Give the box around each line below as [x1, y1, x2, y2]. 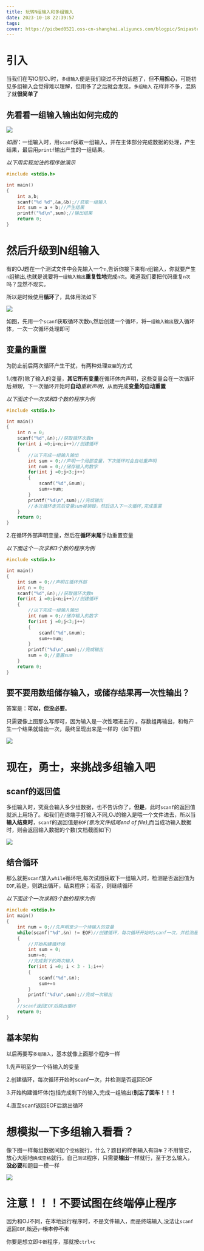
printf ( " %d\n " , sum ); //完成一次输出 [28, 992, 113, 998]
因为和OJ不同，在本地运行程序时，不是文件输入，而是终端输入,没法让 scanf [6, 1218, 194, 1225]
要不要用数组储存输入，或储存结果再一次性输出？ [6, 687, 190, 698]
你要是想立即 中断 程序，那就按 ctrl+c [6, 1238, 96, 1246]
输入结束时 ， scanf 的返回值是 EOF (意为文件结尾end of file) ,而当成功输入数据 [6, 819, 192, 826]
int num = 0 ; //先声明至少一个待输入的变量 [17, 924, 114, 930]
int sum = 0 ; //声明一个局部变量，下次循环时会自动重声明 [28, 458, 157, 464]
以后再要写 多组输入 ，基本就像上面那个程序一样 [6, 1050, 120, 1057]
